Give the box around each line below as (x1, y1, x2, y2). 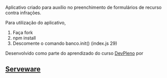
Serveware (5, 65, 41, 73)
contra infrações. (5, 10, 42, 16)
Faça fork (12, 30, 33, 35)
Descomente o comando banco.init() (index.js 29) (12, 40, 117, 46)
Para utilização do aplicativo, (5, 20, 66, 25)
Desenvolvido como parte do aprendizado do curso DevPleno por (5, 50, 144, 56)
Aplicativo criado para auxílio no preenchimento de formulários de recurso (5, 5, 162, 10)
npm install (12, 35, 36, 41)
